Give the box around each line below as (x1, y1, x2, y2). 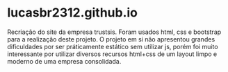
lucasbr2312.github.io (7, 5, 138, 21)
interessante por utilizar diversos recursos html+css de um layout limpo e (7, 50, 218, 58)
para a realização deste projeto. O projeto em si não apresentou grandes (7, 35, 215, 43)
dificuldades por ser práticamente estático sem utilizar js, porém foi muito (7, 42, 218, 51)
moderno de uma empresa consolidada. (7, 57, 122, 65)
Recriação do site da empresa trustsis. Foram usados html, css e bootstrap (7, 28, 222, 36)
